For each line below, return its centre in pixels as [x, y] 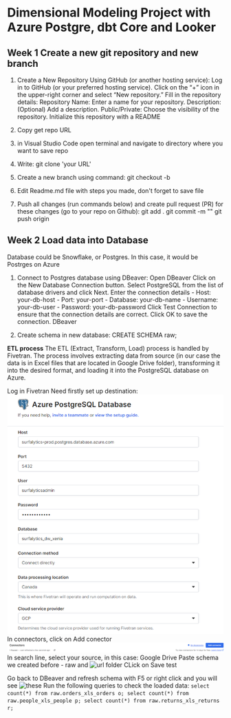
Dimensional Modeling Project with [109, 13]
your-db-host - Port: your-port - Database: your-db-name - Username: [118, 299]
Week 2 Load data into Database [78, 240]
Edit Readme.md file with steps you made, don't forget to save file [110, 191]
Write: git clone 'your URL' [54, 164]
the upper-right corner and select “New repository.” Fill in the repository [119, 95]
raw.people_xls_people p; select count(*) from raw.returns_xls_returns [113, 701]
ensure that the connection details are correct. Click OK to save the [112, 314]
